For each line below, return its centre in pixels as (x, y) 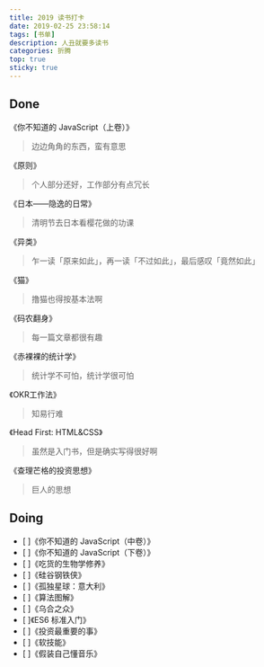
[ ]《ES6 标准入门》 (57, 619)
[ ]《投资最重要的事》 (62, 631)
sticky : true (34, 68)
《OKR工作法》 (35, 394)
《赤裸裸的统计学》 (45, 356)
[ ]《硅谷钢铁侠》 (54, 574)
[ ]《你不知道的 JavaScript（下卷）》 (88, 552)
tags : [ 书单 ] (32, 34)
